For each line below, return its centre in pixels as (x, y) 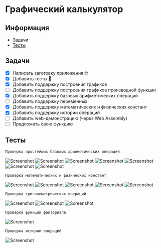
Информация (27, 28)
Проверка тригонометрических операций (46, 194)
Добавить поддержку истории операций (56, 113)
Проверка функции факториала (36, 213)
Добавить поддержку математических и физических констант (79, 107)
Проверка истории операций (33, 231)
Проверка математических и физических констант (56, 176)
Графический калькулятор (64, 9)
